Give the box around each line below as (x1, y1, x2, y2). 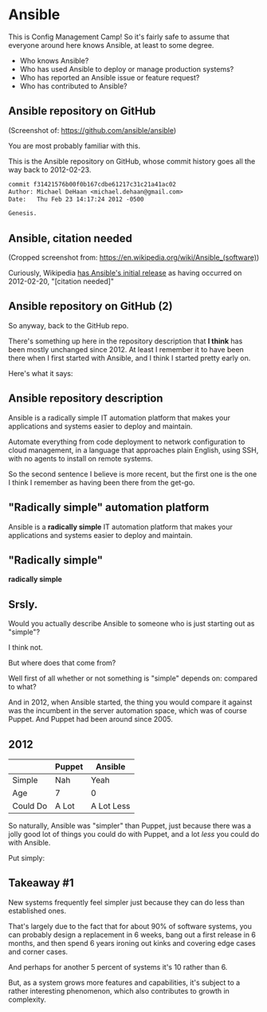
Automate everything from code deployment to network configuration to (8, 437, 245, 446)
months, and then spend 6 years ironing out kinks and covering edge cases (8, 938, 257, 947)
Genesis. (8, 210, 37, 218)
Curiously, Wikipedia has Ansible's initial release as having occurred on (8, 269, 242, 278)
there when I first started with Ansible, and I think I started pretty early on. (8, 353, 251, 363)
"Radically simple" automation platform (8, 500, 210, 515)
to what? (8, 682, 37, 692)
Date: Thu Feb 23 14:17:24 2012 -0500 (8, 195, 145, 203)
